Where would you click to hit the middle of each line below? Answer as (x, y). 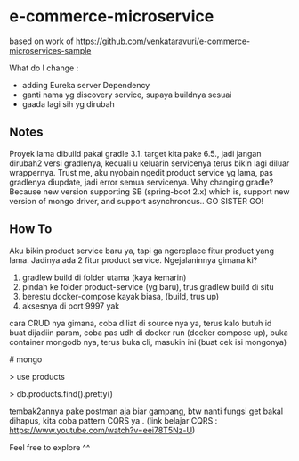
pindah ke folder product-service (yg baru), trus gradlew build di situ (148, 286)
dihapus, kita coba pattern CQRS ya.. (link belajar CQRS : (113, 420)
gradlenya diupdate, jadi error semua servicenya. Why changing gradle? (141, 182)
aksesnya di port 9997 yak (71, 306)
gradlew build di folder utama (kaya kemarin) (104, 277)
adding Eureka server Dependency (86, 85)
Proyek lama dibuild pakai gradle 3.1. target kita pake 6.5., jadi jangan (135, 153)
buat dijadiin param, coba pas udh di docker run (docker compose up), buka (149, 333)
